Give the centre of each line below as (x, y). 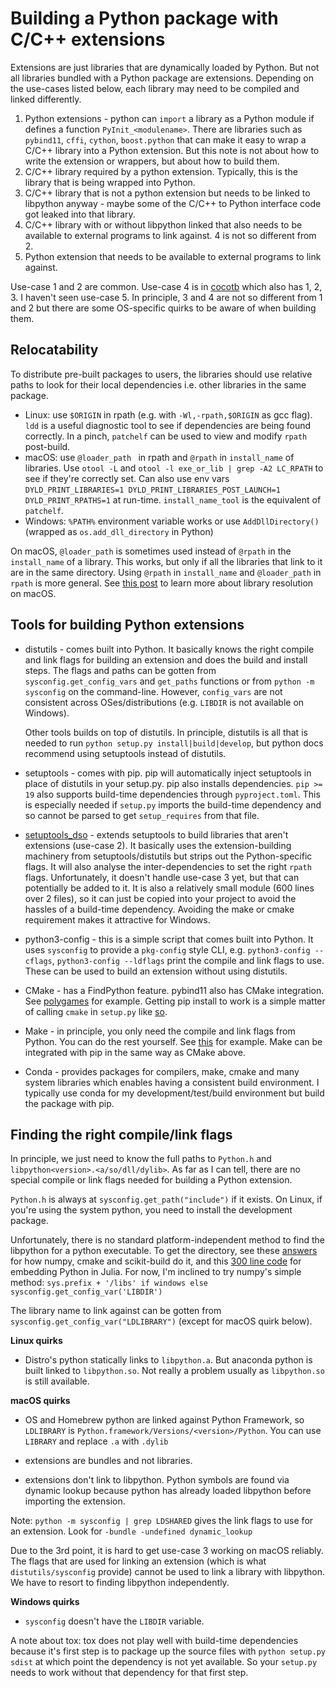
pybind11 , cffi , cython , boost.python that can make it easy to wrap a (165, 139)
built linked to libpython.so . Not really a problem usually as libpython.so (174, 1371)
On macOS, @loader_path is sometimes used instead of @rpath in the (151, 551)
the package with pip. (69, 1103)
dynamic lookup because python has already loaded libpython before (168, 1491)
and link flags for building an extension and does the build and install (166, 659)
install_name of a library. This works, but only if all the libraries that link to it (166, 561)
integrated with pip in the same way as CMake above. (135, 1052)
